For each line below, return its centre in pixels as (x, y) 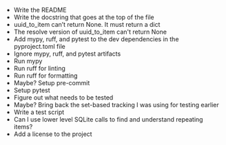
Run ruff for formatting (45, 76)
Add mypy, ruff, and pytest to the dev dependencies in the (96, 39)
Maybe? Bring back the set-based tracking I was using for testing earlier (116, 105)
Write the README (40, 10)
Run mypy (28, 61)
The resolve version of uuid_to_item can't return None (90, 32)
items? (23, 127)
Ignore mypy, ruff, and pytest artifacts (67, 54)
